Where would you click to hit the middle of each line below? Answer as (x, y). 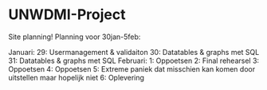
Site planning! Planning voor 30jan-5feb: (75, 37)
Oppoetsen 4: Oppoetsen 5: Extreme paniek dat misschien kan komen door (132, 68)
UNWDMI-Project (67, 15)
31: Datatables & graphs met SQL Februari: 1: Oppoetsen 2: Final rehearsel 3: (134, 61)
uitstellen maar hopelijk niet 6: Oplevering (77, 77)
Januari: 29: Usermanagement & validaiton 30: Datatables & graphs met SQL (134, 52)
